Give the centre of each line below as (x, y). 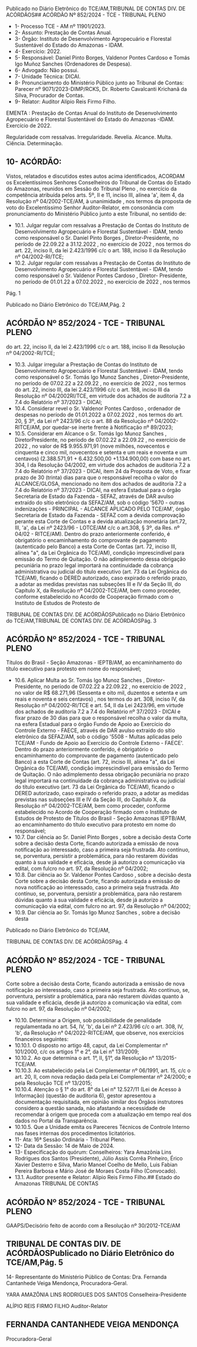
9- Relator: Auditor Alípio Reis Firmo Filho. (65, 102)
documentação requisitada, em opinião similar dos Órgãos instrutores (99, 1102)
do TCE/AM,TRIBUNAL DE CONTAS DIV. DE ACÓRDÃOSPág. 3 (81, 620)
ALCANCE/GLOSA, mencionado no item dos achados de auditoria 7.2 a (100, 483)
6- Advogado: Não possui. (46, 70)
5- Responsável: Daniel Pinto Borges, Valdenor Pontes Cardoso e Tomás (102, 58)
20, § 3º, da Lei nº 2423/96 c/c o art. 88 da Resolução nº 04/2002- (96, 421)
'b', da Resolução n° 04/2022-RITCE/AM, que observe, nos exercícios (99, 1033)
